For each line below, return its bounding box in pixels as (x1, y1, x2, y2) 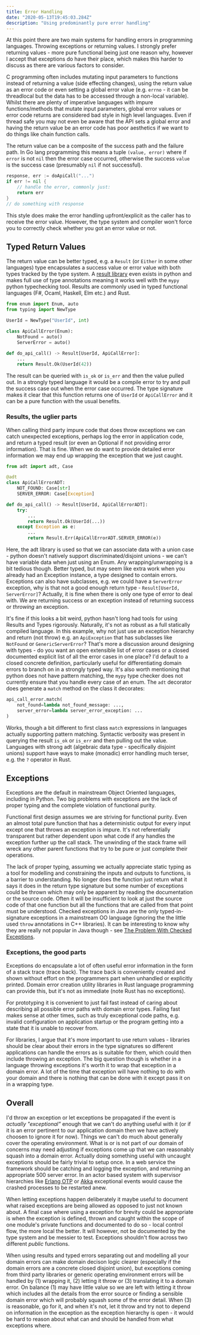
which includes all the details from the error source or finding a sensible (6, 1289, 183, 1297)
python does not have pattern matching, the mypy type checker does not (6, 672, 183, 679)
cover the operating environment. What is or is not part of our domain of (6, 1139, 184, 1146)
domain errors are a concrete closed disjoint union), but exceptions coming (6, 1264, 191, 1271)
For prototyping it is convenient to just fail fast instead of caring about (6, 999, 178, 1006)
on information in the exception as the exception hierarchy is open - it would (6, 1309, 194, 1316)
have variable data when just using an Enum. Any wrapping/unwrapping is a (6, 558, 193, 566)
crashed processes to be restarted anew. (6, 1184, 107, 1191)
